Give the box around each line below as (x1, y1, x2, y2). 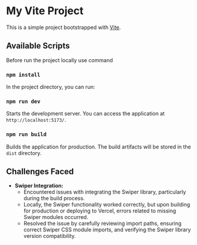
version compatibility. (23, 233, 76, 240)
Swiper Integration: (14, 182, 64, 189)
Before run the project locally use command (6, 56, 114, 63)
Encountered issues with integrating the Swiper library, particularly (23, 188, 186, 196)
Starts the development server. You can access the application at (6, 110, 165, 117)
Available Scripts (6, 41, 70, 51)
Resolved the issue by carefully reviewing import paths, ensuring (23, 220, 182, 227)
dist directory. (6, 149, 42, 156)
